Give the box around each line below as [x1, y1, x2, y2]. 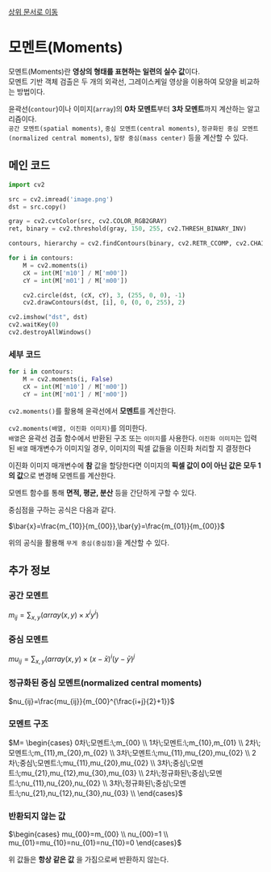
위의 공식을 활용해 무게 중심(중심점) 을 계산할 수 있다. [8, 537, 169, 547]
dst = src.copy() [8, 203, 67, 211]
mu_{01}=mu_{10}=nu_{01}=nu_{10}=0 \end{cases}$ [8, 838, 182, 848]
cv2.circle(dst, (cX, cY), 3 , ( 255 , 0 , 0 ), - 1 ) [23, 291, 186, 299]
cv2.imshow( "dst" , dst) [8, 314, 89, 322]
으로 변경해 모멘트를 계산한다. [23, 470, 116, 480]
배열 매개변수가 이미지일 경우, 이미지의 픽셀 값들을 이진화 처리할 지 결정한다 [16, 443, 252, 453]
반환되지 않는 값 [8, 811, 66, 822]
